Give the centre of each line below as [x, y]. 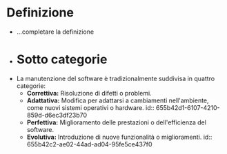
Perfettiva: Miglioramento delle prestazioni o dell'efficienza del [116, 122]
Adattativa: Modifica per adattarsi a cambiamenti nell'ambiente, [118, 100]
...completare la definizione [55, 32]
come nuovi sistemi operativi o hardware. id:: [90, 107]
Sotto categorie [62, 59]
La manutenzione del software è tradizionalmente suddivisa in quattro [116, 78]
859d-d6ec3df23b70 [57, 115]
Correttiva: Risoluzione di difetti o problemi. [89, 93]
